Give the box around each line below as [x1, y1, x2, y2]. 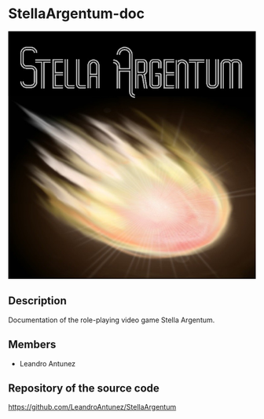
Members [8, 338, 57, 351]
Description [8, 294, 67, 307]
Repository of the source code [8, 381, 159, 395]
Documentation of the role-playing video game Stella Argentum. [8, 315, 215, 325]
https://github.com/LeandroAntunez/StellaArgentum [8, 402, 177, 412]
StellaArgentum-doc [8, 5, 145, 23]
